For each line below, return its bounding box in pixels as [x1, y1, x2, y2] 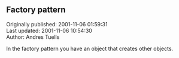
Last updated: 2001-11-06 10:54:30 [6, 27, 93, 34]
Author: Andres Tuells [6, 33, 60, 41]
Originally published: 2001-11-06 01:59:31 [6, 20, 108, 28]
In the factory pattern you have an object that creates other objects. [6, 45, 174, 52]
